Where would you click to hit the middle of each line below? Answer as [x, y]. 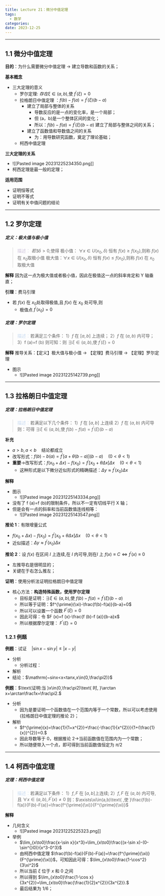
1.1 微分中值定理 [29, 54]
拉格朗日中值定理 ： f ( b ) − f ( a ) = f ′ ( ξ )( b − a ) [63, 100]
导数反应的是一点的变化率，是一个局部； [75, 112]
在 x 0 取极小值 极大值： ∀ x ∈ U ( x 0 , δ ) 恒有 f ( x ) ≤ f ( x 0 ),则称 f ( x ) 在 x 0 [86, 259]
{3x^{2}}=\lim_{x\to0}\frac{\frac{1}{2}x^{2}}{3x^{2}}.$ [74, 883]
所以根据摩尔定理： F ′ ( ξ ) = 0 [48, 622]
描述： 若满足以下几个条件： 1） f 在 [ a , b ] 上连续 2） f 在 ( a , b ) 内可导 [86, 423]
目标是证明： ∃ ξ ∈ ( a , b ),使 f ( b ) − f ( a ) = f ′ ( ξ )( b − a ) [71, 598]
